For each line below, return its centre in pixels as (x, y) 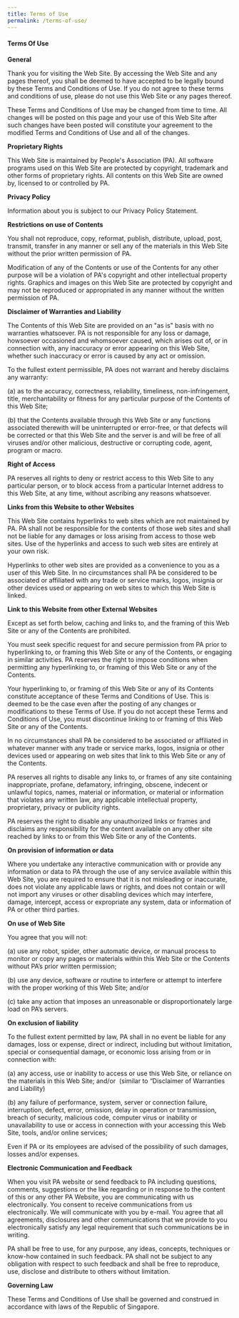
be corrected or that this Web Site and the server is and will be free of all (114, 435)
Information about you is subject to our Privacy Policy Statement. (103, 211)
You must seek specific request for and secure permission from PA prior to (117, 644)
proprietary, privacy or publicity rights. (64, 807)
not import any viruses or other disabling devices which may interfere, (111, 894)
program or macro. (35, 450)
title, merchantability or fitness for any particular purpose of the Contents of (119, 398)
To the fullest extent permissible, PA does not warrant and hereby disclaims (118, 369)
